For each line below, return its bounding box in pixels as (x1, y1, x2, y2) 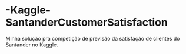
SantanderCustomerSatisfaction (5, 16, 168, 29)
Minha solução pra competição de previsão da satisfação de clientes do (5, 35, 180, 42)
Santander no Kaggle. (5, 41, 58, 48)
